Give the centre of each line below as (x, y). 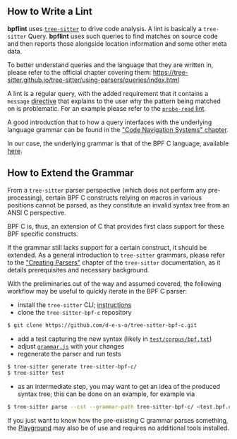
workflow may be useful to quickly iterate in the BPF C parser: (97, 291)
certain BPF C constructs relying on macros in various (124, 198)
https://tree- (171, 72)
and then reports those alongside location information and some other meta (117, 43)
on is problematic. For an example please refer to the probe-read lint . (107, 108)
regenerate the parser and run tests (69, 354)
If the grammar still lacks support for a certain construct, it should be (107, 247)
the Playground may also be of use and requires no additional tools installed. (118, 428)
